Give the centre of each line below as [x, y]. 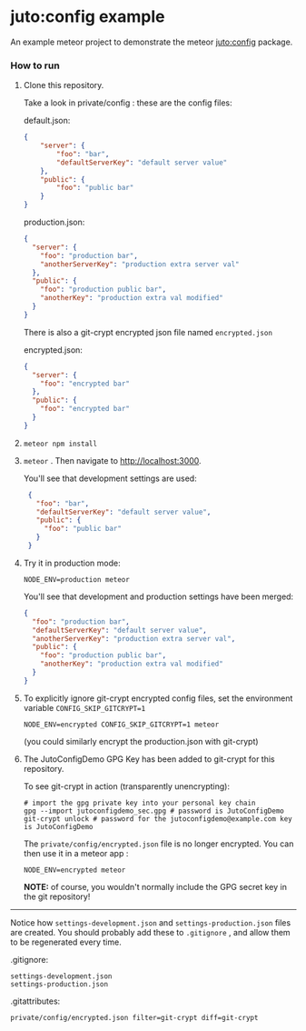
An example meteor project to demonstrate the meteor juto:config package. [152, 42]
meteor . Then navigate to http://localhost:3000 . [113, 460]
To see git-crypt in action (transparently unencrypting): [127, 786]
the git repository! [57, 896]
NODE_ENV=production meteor [76, 579]
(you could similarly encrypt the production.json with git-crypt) [141, 741]
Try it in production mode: [72, 563]
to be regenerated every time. [66, 942]
